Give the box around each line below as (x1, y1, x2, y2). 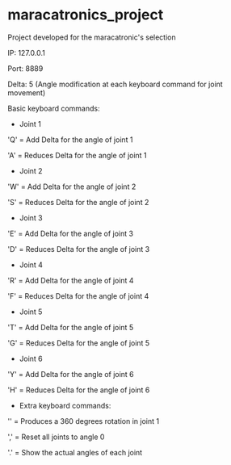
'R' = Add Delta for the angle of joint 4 (7, 275, 134, 285)
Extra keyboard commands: (19, 400, 111, 410)
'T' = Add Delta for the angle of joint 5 (7, 322, 134, 332)
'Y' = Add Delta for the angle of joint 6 (7, 369, 134, 379)
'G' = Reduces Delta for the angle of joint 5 (7, 337, 150, 348)
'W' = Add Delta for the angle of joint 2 (7, 182, 136, 191)
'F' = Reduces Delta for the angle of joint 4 (7, 291, 149, 300)
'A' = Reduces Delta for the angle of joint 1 (7, 150, 147, 160)
